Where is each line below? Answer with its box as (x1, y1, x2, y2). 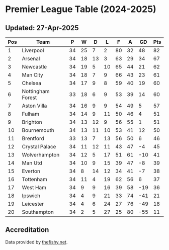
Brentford (22, 135, 44, 142)
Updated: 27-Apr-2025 (5, 24, 79, 32)
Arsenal (22, 55, 40, 62)
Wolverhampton (22, 151, 60, 158)
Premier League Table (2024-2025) (5, 4, 157, 15)
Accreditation (5, 225, 49, 234)
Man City (22, 71, 44, 78)
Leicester (22, 200, 44, 207)
